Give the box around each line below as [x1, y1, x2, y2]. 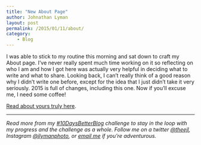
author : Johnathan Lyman [6, 14, 68, 20]
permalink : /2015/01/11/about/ [6, 25, 84, 32]
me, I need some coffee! [6, 91, 66, 98]
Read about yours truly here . [6, 103, 77, 109]
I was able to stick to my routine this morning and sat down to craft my [6, 53, 179, 60]
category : [6, 31, 31, 37]
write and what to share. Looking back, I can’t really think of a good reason [6, 72, 191, 79]
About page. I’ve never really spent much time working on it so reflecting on [6, 59, 193, 66]
